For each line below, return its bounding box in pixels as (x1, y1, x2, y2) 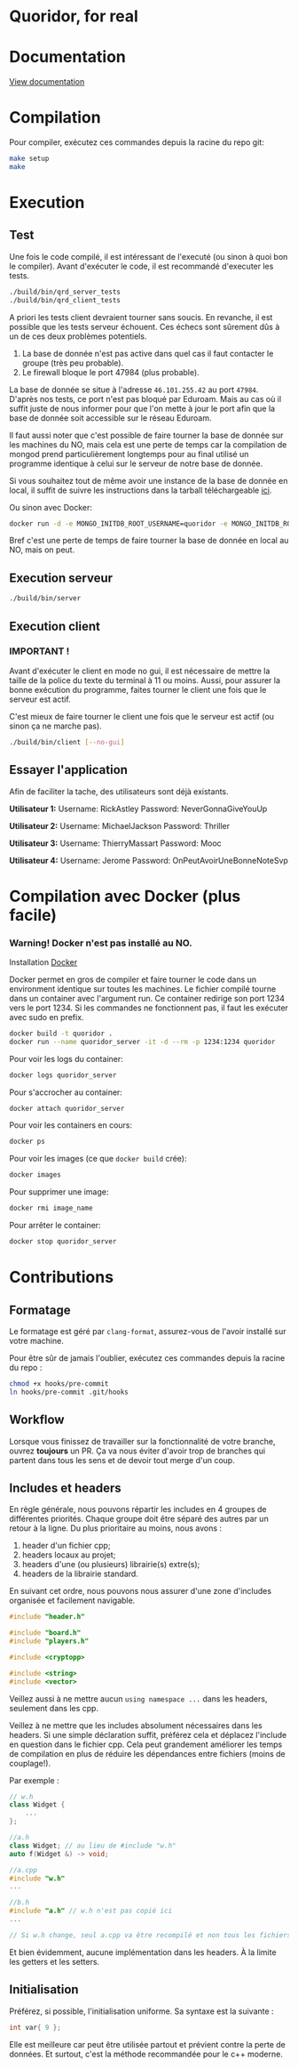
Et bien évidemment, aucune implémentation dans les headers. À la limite (9, 1946, 277, 1958)
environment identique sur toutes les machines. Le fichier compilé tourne (9, 983, 277, 994)
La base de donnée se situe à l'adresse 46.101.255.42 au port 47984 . (9, 384, 259, 395)
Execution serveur (9, 570, 114, 585)
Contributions (9, 1267, 114, 1287)
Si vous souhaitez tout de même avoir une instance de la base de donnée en (9, 475, 288, 486)
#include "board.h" (9, 1629, 82, 1638)
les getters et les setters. (9, 1956, 100, 1967)
